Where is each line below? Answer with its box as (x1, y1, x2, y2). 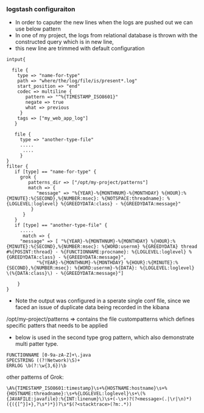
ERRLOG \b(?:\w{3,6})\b (6, 363, 67, 369)
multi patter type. (15, 340, 59, 348)
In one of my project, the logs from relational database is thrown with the (15, 32, 198, 39)
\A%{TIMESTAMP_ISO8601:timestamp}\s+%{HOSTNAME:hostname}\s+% (6, 386, 167, 392)
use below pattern (15, 25, 61, 32)
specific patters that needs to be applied (6, 322, 108, 329)
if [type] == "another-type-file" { (14, 222, 108, 228)
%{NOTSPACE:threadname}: (101, 196, 165, 202)
